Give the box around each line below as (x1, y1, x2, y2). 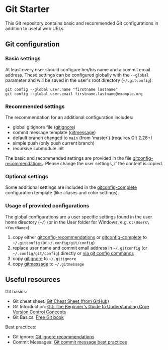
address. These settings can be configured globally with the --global (5, 72, 149, 78)
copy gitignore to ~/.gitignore (12, 255, 76, 262)
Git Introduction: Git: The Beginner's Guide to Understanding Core (12, 304, 149, 310)
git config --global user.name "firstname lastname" (5, 87, 118, 92)
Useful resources (5, 275, 60, 284)
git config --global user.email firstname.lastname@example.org (5, 91, 143, 96)
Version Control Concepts (12, 309, 66, 315)
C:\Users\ (129, 220, 150, 225)
